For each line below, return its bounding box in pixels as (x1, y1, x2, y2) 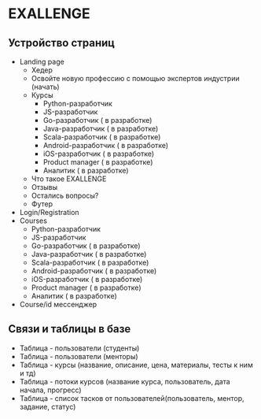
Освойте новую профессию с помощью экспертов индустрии (31, 74, 240, 83)
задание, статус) (19, 402, 76, 411)
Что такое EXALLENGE (31, 174, 107, 184)
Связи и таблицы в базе (8, 322, 131, 336)
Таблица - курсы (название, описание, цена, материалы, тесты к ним (19, 360, 253, 369)
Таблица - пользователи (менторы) (19, 351, 139, 361)
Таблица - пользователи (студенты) (19, 343, 140, 353)
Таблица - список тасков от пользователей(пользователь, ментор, (19, 393, 244, 402)
